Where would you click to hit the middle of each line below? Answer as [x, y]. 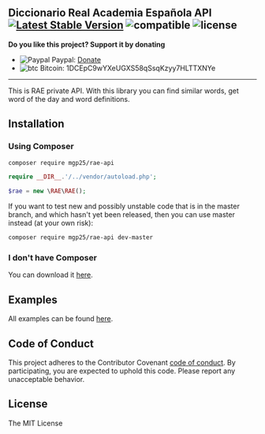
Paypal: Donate [76, 59]
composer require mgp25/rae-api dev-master [81, 238]
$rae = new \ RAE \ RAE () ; [47, 191]
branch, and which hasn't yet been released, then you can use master [121, 215]
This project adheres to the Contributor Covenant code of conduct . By [122, 362]
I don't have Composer [52, 257]
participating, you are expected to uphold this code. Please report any [122, 371]
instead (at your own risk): [50, 223]
